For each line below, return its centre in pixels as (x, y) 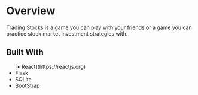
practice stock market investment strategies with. (67, 33)
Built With (25, 53)
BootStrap (27, 85)
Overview (31, 11)
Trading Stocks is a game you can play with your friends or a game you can (99, 27)
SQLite (23, 79)
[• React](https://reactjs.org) (50, 66)
